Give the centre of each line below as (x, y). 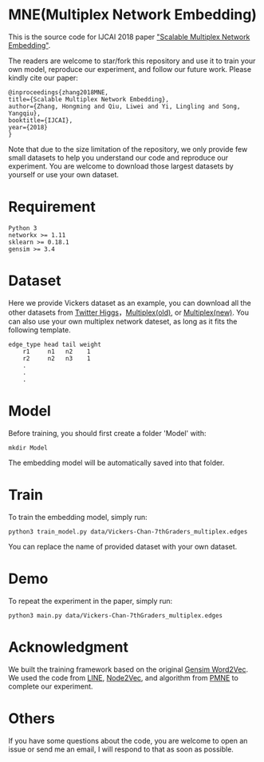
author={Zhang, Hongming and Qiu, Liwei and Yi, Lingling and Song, (124, 106)
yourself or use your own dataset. (64, 174)
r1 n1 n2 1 (57, 351)
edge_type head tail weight (55, 344)
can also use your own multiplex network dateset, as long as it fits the (123, 321)
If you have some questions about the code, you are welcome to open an (128, 740)
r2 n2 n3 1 (57, 358)
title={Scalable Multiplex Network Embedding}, (89, 99)
